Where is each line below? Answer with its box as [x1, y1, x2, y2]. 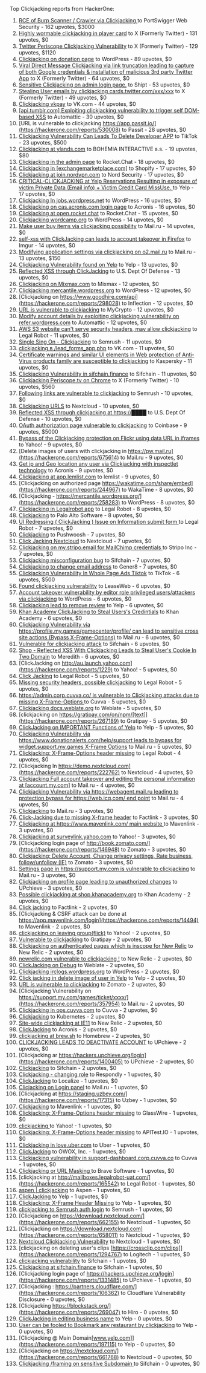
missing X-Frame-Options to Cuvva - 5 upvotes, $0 [18, 698, 146, 705]
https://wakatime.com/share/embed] [102, 480, 193, 486]
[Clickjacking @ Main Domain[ [18, 1334, 94, 1342]
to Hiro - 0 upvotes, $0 [121, 1309, 178, 1316]
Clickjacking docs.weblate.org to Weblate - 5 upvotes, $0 [18, 705, 161, 711]
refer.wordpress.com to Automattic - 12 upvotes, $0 [18, 319, 147, 326]
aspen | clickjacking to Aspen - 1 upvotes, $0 [18, 1187, 131, 1193]
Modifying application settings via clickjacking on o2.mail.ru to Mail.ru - [18, 248, 196, 255]
